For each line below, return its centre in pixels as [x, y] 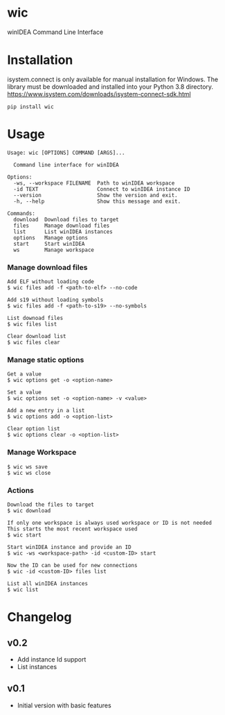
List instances [37, 667]
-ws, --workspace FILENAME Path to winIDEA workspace [94, 183]
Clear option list [34, 429]
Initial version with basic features [64, 705]
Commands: [21, 213]
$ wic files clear [34, 343]
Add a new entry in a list [46, 411]
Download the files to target [51, 505]
